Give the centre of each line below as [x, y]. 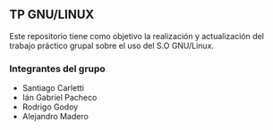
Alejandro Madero [55, 117]
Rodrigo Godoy [50, 107]
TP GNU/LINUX [52, 15]
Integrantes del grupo [57, 69]
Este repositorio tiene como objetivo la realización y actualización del [136, 36]
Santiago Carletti [53, 88]
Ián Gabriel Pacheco [60, 98]
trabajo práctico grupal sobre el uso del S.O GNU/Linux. [112, 45]
